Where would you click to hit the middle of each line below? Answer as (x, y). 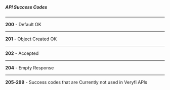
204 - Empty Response (30, 67)
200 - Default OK (23, 24)
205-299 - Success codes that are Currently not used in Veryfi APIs (76, 82)
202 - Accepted (22, 53)
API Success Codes (26, 7)
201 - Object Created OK (31, 39)
